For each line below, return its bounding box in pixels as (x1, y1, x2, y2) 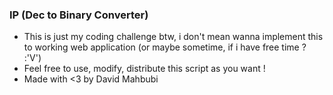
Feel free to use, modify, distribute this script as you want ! (23, 63, 266, 75)
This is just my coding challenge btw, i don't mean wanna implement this (23, 31, 324, 43)
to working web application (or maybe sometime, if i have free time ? (23, 41, 307, 53)
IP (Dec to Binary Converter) (9, 8, 149, 22)
